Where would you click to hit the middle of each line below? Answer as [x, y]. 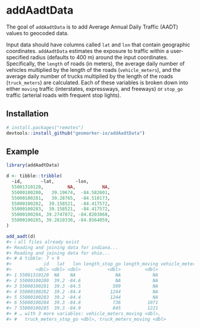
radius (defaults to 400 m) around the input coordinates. [99, 57]
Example [23, 151]
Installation [27, 114]
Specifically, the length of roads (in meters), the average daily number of [96, 64]
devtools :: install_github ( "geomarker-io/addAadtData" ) [76, 133]
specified [18, 57]
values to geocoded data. [37, 33]
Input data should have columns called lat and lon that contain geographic [98, 45]
